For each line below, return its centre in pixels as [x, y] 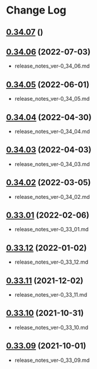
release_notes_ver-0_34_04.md [52, 132]
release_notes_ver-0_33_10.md [51, 327]
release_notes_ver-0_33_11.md [51, 295]
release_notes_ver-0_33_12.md [51, 262]
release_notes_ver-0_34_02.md [52, 197]
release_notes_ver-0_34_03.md [52, 164]
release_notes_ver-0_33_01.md [52, 230]
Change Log [36, 10]
